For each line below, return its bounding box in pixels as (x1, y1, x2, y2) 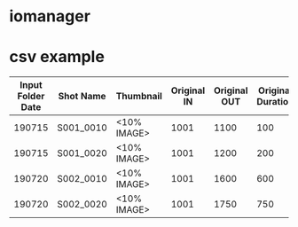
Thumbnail (115, 90, 162, 103)
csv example (9, 47, 105, 67)
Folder (17, 90, 45, 103)
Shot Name (58, 90, 106, 103)
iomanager (9, 6, 91, 27)
